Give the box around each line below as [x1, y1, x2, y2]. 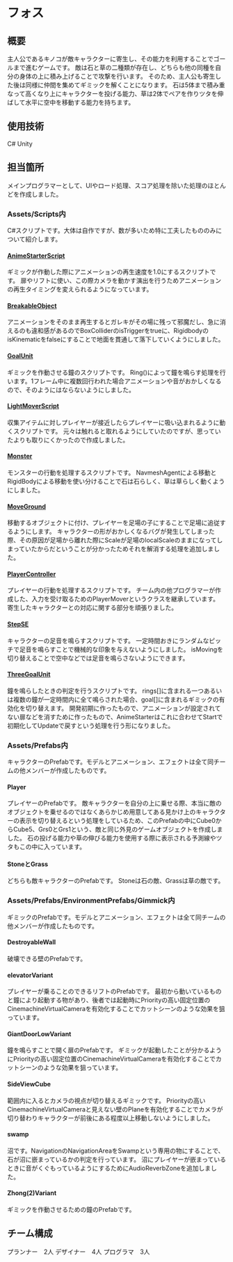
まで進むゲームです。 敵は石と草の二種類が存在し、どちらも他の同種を [13, 63, 216, 72]
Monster [7, 452, 33, 461]
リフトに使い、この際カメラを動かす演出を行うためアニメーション [32, 277, 221, 285]
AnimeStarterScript [7, 251, 65, 260]
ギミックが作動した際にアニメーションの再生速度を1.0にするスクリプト [7, 268, 210, 276]
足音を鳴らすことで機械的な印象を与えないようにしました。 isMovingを [19, 645, 224, 654]
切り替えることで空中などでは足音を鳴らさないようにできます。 [7, 654, 189, 662]
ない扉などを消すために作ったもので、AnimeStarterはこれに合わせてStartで [7, 712, 223, 721]
